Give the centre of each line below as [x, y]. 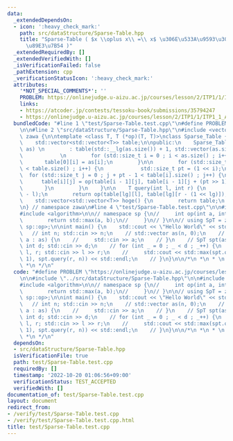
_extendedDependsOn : [43, 20]
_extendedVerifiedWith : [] [52, 59]
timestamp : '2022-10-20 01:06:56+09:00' [72, 375]
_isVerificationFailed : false [57, 65]
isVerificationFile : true [51, 356]
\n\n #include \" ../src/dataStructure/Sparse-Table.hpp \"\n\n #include [122, 278]
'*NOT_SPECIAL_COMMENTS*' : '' [63, 91]
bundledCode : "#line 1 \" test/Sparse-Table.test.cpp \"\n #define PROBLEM [121, 123]
